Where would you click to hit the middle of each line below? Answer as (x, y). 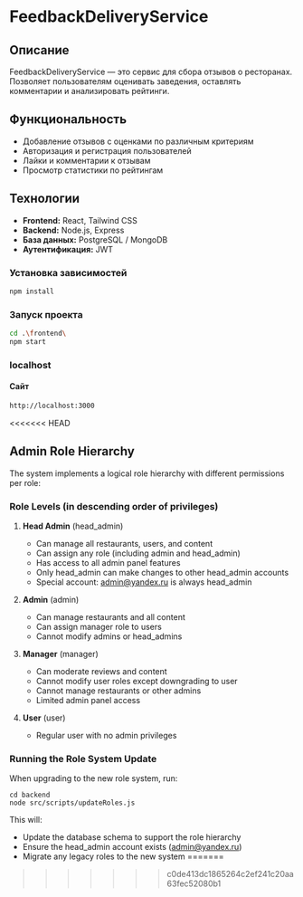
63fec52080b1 (194, 883)
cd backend (30, 795)
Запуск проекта (46, 314)
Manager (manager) (61, 654)
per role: (25, 482)
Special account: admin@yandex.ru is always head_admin (144, 582)
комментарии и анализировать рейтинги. (90, 91)
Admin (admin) (51, 599)
